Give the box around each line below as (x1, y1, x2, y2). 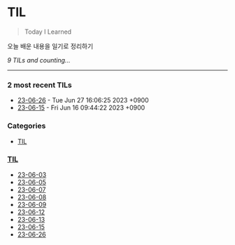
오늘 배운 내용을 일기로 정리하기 (7, 41, 94, 50)
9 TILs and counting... (7, 55, 71, 64)
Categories (7, 121, 46, 131)
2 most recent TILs (7, 80, 72, 90)
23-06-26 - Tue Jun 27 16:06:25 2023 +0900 (17, 96, 149, 105)
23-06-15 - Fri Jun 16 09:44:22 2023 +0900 (17, 103, 145, 112)
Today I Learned (24, 27, 72, 36)
